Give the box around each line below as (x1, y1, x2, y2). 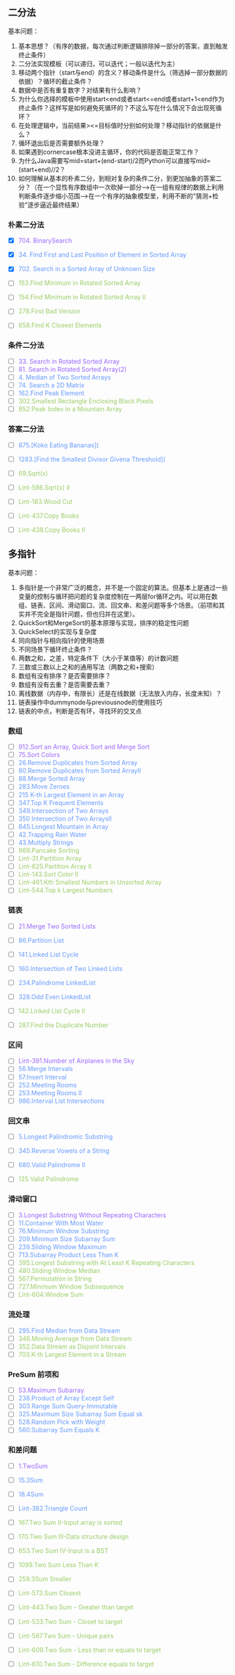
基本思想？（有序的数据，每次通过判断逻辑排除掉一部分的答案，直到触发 (18, 42, 228, 50)
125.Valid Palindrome (18, 1175, 80, 1183)
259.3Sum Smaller (18, 1575, 72, 1583)
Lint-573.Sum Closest (18, 1589, 82, 1597)
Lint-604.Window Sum (18, 1290, 84, 1299)
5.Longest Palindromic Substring (18, 1132, 113, 1141)
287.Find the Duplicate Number (18, 1021, 108, 1029)
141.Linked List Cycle (18, 950, 80, 958)
